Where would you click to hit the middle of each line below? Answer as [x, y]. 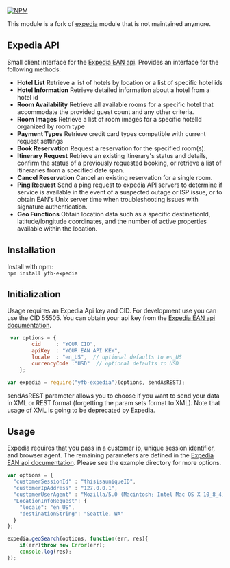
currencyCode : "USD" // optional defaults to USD [105, 363]
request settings [40, 141]
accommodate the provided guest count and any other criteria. [105, 112]
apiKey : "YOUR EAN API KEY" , [76, 351]
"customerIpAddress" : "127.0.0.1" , [65, 488]
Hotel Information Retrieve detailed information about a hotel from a [113, 90]
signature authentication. [52, 207]
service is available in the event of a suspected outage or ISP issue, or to [119, 192]
